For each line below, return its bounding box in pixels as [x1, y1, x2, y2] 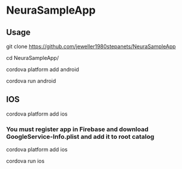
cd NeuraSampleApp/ [6, 55, 59, 61]
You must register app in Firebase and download [6, 125, 149, 133]
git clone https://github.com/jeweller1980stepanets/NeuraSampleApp [6, 43, 176, 50]
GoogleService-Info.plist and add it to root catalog [6, 132, 155, 141]
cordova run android [6, 78, 57, 84]
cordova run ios [6, 158, 45, 165]
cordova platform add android [6, 66, 79, 73]
